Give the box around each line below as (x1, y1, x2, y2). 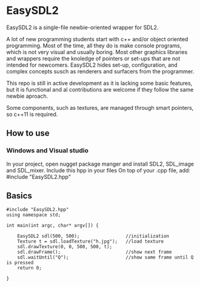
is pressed (6, 260, 34, 266)
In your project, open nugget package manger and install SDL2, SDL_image (6, 160, 194, 167)
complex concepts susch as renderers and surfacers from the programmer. (6, 67, 195, 75)
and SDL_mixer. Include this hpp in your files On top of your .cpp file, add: (6, 166, 191, 174)
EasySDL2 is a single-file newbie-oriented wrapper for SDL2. (6, 24, 159, 31)
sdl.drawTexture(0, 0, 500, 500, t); (17, 244, 113, 250)
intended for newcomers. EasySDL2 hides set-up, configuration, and (6, 61, 178, 69)
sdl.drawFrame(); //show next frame (17, 249, 172, 255)
